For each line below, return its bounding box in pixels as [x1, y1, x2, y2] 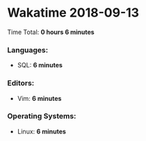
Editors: [7, 78, 35, 88]
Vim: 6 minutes [17, 94, 62, 102]
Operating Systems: [7, 111, 76, 121]
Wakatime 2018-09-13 [7, 5, 140, 21]
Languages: [7, 45, 49, 55]
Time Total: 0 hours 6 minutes [7, 28, 95, 36]
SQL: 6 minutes [17, 61, 63, 69]
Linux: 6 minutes [17, 127, 66, 135]
